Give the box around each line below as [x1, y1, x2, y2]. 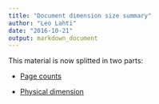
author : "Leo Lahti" [8, 19, 78, 27]
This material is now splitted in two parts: [8, 56, 144, 66]
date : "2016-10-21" [8, 26, 74, 34]
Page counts [19, 71, 62, 81]
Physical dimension [19, 87, 84, 97]
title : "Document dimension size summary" [8, 11, 152, 20]
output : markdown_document [8, 34, 98, 42]
